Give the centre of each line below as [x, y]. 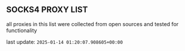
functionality [22, 30]
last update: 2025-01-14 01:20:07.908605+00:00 [65, 42]
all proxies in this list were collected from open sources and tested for [92, 24]
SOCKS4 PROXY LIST [47, 10]
